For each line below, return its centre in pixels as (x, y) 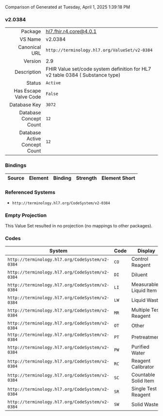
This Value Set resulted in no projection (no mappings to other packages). (79, 226)
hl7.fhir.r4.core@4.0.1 (71, 32)
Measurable (145, 285)
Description (28, 72)
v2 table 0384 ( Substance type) (83, 75)
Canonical (29, 47)
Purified (140, 347)
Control (140, 259)
